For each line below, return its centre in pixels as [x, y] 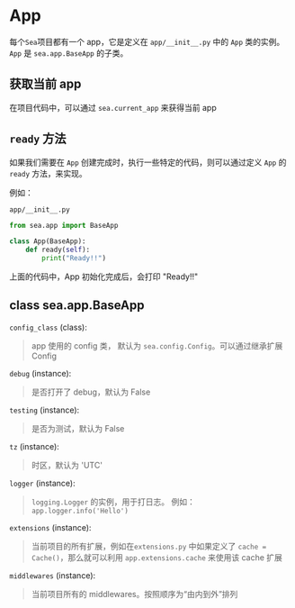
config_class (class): [48, 327]
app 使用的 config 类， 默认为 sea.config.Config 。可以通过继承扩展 [157, 345]
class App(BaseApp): [48, 241]
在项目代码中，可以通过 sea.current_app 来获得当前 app [113, 107]
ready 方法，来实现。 [48, 173]
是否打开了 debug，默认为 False [91, 392]
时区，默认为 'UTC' [67, 465]
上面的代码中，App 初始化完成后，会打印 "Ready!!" [104, 277]
